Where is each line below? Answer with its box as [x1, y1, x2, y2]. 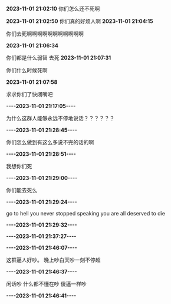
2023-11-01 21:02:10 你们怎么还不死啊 [6, 5, 100, 12]
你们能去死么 [6, 187, 37, 194]
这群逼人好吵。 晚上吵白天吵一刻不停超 [6, 256, 101, 263]
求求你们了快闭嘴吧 [6, 91, 53, 97]
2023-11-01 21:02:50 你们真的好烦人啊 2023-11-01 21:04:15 [6, 18, 153, 25]
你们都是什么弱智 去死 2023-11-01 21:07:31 [6, 54, 111, 61]
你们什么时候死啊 [6, 67, 48, 74]
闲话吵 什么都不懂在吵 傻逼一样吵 [6, 280, 87, 287]
